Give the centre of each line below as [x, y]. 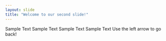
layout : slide [20, 10]
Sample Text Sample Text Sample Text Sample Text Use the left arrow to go [83, 28]
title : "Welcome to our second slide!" [47, 14]
